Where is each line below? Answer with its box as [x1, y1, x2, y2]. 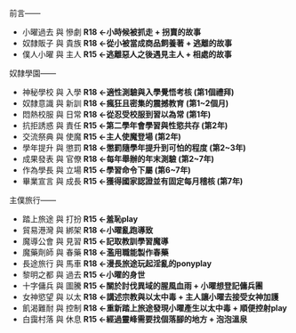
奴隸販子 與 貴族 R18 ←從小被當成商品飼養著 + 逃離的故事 [21, 38, 233, 48]
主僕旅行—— [9, 195, 56, 205]
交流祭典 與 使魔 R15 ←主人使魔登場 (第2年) [21, 132, 181, 142]
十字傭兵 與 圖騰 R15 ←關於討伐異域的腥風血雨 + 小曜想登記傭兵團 [21, 280, 264, 291]
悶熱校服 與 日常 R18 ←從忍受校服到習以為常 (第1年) [21, 110, 212, 119]
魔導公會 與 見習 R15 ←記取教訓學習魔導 [21, 236, 169, 247]
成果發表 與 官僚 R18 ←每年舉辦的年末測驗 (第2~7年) [21, 154, 215, 164]
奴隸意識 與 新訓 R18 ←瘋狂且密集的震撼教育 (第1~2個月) [21, 98, 229, 109]
